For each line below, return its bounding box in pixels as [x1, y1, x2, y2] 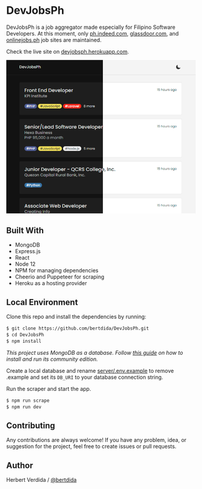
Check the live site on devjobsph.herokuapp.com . [6, 48, 129, 55]
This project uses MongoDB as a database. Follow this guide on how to [6, 349, 183, 356]
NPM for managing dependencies [14, 267, 99, 274]
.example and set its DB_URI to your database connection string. [6, 374, 164, 381]
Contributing [6, 420, 55, 431]
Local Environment [6, 297, 78, 307]
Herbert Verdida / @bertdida [6, 476, 77, 484]
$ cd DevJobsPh [6, 331, 44, 337]
